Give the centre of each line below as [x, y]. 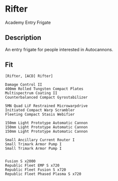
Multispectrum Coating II [31, 93]
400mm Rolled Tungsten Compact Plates [44, 89]
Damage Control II [24, 84]
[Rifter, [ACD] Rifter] [29, 76]
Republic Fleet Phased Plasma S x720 [43, 174]
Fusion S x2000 [20, 161]
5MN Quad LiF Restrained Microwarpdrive [47, 106]
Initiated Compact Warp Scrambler [40, 110]
